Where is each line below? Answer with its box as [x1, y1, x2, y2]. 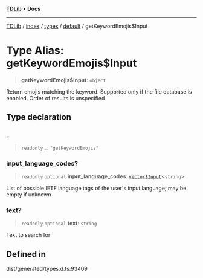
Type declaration [6, 112, 71, 123]
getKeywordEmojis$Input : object [21, 76, 106, 83]
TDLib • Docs [6, 5, 41, 12]
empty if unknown [6, 190, 51, 198]
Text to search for [6, 231, 51, 239]
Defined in [6, 249, 47, 259]
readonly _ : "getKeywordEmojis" [21, 144, 99, 151]
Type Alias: [6, 44, 65, 57]
